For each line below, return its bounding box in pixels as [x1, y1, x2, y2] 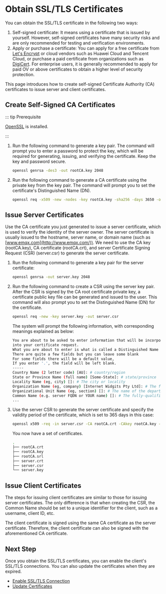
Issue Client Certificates [5, 481, 82, 490]
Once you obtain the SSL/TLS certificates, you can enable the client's [5, 558, 147, 564]
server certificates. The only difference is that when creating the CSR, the [5, 500, 155, 506]
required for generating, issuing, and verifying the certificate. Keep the [12, 153, 156, 159]
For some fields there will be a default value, [12, 356, 115, 361]
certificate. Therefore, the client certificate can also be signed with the [5, 525, 149, 531]
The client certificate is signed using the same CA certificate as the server [5, 520, 156, 526]
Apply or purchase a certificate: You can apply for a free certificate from [12, 45, 160, 51]
